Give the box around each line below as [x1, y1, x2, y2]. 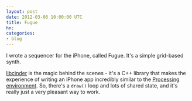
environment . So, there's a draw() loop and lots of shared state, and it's [6, 82, 178, 89]
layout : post [6, 8, 38, 15]
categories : [6, 31, 35, 36]
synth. [6, 58, 22, 65]
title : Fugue [6, 19, 38, 25]
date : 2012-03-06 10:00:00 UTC [6, 14, 83, 20]
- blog [6, 36, 22, 42]
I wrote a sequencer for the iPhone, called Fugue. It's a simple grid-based [6, 52, 184, 59]
